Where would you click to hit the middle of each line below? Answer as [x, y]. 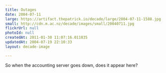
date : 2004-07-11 [23, 14]
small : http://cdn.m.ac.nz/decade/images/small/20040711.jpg [70, 24]
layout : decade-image [28, 47]
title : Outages [21, 10]
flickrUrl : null [22, 28]
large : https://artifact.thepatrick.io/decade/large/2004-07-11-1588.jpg [83, 19]
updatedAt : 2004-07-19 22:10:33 [39, 42]
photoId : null [20, 33]
